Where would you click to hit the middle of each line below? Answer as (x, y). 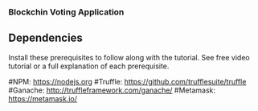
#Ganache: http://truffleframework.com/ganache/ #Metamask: (112, 90)
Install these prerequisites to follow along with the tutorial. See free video (129, 57)
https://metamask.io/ (43, 98)
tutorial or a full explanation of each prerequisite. (89, 66)
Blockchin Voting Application (66, 12)
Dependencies (45, 38)
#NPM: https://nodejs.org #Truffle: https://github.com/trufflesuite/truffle (127, 81)
